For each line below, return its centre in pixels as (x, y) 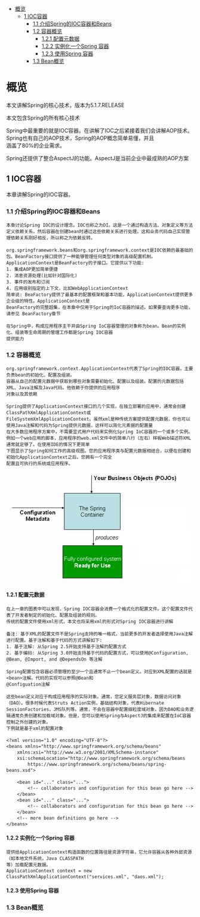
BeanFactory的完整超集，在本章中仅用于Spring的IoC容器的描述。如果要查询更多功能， (99, 308)
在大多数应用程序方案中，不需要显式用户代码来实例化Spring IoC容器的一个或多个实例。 (99, 432)
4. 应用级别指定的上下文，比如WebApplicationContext (67, 289)
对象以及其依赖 (22, 394)
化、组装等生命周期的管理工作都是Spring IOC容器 (60, 333)
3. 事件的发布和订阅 (28, 282)
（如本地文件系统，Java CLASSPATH (45, 858)
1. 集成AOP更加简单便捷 (32, 270)
